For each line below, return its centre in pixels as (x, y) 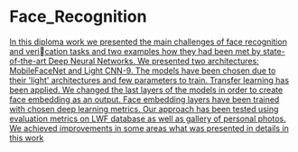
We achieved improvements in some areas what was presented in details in (149, 128)
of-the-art (28, 61)
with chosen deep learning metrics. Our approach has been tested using (144, 109)
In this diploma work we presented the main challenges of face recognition (148, 42)
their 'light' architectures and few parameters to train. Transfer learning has (149, 80)
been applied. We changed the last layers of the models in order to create (146, 90)
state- (275, 51)
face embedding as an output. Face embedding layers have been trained (144, 99)
